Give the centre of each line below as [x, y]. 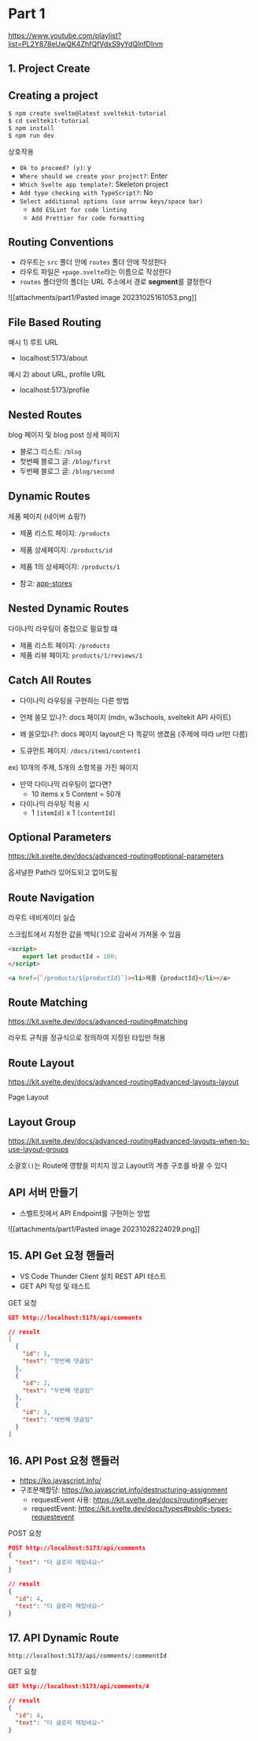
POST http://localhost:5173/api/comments [77, 1548]
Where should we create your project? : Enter [94, 176]
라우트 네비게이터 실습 [42, 917]
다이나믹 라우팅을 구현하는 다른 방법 [74, 700]
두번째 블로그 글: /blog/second [67, 471]
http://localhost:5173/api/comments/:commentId [88, 1656]
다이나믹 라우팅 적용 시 [54, 803]
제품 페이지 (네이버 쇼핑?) [47, 516]
